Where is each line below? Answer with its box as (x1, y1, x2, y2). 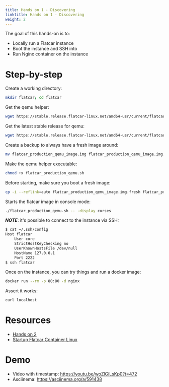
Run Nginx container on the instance (12, 51, 89, 57)
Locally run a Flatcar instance (12, 40, 74, 46)
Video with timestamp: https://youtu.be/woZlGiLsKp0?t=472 (12, 371, 137, 377)
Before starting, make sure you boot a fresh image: (5, 179, 111, 185)
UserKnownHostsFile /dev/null (14, 245, 78, 251)
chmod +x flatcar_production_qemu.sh (5, 170, 84, 175)
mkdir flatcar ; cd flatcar (5, 95, 62, 100)
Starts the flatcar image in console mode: (5, 199, 91, 205)
